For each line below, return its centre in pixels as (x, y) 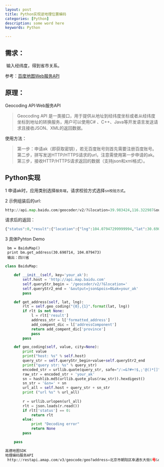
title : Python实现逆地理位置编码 (36, 14)
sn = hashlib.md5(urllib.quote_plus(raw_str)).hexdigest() (84, 379)
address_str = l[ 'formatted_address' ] (71, 320)
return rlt (42, 415)
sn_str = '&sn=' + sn (45, 383)
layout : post (18, 10)
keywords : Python (23, 28)
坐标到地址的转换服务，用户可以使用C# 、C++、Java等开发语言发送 (85, 122)
